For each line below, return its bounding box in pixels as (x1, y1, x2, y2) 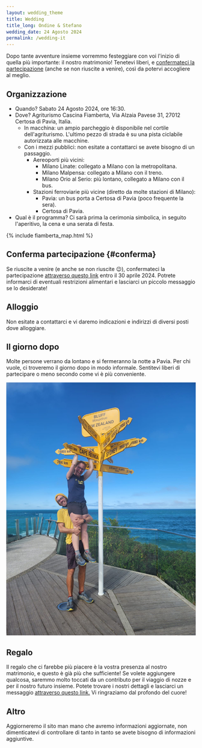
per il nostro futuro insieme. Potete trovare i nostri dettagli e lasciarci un (6, 682, 184, 690)
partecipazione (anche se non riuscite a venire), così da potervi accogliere (6, 65, 191, 72)
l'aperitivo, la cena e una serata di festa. (14, 220, 114, 227)
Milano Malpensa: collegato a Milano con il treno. (41, 169, 164, 176)
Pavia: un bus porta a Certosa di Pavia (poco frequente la (41, 195, 184, 202)
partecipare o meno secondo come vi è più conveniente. (6, 370, 146, 378)
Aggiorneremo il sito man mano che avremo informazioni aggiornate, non (6, 723, 188, 729)
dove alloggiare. (6, 324, 46, 331)
